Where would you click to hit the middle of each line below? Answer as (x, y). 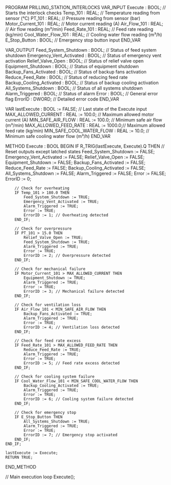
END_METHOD (21, 467)
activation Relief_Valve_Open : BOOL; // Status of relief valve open (75, 61)
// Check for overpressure (43, 229)
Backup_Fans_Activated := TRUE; (58, 314)
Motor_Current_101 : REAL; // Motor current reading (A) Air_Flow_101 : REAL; (84, 24)
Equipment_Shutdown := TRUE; (55, 278)
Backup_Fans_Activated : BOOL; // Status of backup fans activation (76, 72)
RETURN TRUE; (19, 457)
